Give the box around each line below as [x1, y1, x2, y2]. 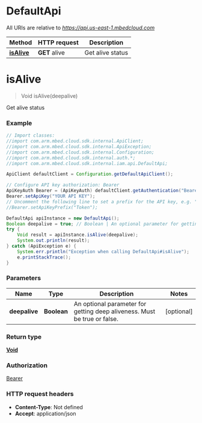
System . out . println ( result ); [17, 238, 90, 244]
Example [6, 119, 32, 127]
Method [9, 38, 32, 46]
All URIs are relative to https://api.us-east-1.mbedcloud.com [6, 24, 155, 31]
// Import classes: [6, 133, 55, 139]
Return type [6, 332, 42, 341]
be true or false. [73, 314, 118, 323]
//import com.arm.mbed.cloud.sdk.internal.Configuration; [6, 149, 155, 155]
